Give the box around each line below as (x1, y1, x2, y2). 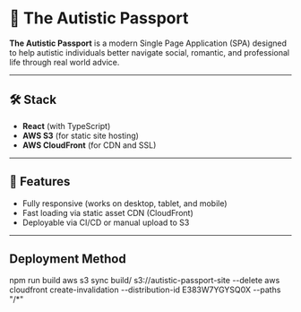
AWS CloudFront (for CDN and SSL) (21, 139, 157, 151)
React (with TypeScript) (21, 120, 111, 131)
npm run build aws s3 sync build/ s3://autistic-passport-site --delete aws (9, 275, 280, 286)
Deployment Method (9, 251, 127, 266)
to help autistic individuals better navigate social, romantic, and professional (9, 47, 289, 57)
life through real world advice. (9, 56, 120, 67)
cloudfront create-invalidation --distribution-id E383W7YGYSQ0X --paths (9, 284, 281, 295)
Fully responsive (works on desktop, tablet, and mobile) (21, 197, 228, 209)
